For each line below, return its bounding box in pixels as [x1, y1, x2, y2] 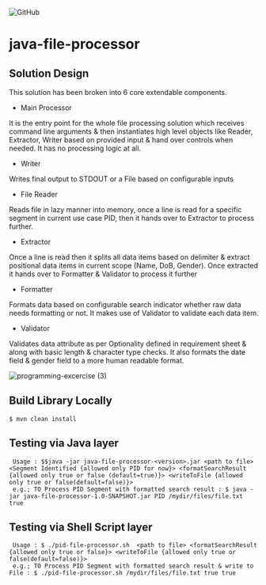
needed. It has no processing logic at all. [9, 143, 142, 153]
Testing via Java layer [9, 436, 120, 450]
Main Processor [20, 103, 72, 112]
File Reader [20, 190, 58, 199]
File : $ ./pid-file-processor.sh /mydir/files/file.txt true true [9, 569, 237, 577]
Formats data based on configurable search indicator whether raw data [9, 300, 241, 309]
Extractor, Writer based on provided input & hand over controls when [9, 135, 234, 144]
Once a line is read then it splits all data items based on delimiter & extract [9, 253, 250, 261]
